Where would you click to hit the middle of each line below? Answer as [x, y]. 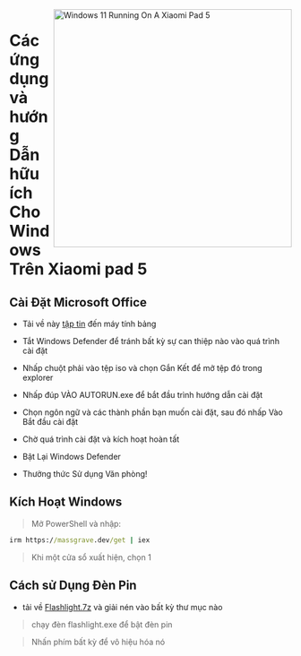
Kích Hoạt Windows [66, 502]
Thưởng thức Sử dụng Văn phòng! [85, 474]
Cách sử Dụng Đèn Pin [73, 586]
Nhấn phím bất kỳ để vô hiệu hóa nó [98, 642]
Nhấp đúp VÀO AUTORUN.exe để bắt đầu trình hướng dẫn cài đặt [142, 395]
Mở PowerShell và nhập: [76, 523]
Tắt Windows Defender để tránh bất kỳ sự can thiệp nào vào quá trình [151, 341]
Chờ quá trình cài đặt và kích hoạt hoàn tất [101, 439]
